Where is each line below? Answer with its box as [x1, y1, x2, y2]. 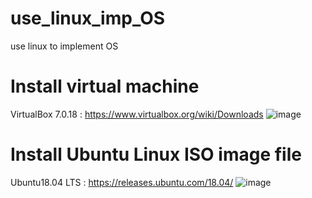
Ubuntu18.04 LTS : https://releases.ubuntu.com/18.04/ [10, 176, 234, 188]
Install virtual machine [10, 75, 200, 98]
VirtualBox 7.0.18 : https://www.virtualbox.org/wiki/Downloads [10, 108, 264, 120]
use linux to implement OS [10, 40, 119, 52]
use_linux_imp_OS [10, 7, 166, 30]
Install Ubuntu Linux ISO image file [10, 143, 302, 166]
